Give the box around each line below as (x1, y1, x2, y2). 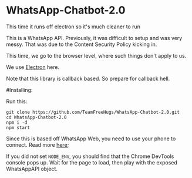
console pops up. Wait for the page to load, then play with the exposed (6, 159, 178, 166)
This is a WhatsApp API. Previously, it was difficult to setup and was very (6, 34, 183, 41)
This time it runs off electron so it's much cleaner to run (6, 23, 141, 30)
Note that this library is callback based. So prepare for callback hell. (6, 75, 170, 82)
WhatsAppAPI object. (6, 165, 58, 172)
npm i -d (6, 119, 28, 126)
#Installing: (6, 86, 33, 93)
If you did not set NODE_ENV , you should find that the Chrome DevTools (6, 153, 174, 160)
